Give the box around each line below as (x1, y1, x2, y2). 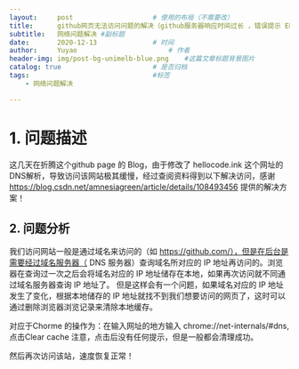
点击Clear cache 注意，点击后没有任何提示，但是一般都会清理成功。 (9, 332, 259, 342)
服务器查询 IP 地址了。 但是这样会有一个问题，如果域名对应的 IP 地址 (32, 279, 285, 290)
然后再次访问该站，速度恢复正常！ (9, 350, 134, 361)
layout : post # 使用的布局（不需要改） (9, 12, 234, 22)
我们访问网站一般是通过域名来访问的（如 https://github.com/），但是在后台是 (9, 246, 289, 257)
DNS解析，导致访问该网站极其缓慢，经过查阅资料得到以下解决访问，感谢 (9, 170, 276, 180)
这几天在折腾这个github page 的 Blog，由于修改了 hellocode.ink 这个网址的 (9, 159, 284, 170)
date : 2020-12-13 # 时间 (9, 37, 174, 47)
